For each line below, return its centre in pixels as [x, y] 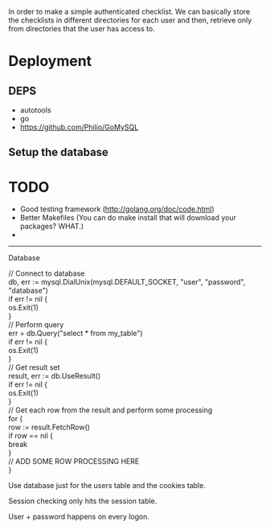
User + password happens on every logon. [79, 517]
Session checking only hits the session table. [83, 501]
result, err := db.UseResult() [55, 376]
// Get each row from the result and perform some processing [110, 410]
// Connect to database [47, 273]
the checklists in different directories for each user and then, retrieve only [130, 20]
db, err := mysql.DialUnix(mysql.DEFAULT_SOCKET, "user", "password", [127, 282]
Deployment [50, 62]
